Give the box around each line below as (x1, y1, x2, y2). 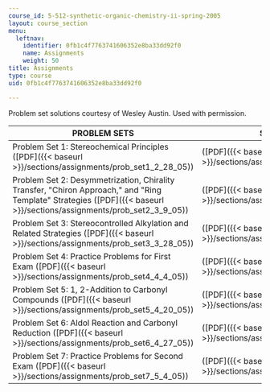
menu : (8, 27, 27, 35)
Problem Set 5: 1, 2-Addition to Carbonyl (12, 283, 168, 295)
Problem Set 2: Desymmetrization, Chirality (12, 174, 175, 185)
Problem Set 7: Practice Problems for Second (12, 350, 183, 361)
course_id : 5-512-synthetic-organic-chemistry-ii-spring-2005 (8, 11, 221, 20)
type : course (8, 72, 52, 80)
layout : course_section (8, 19, 88, 27)
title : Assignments (8, 64, 74, 72)
